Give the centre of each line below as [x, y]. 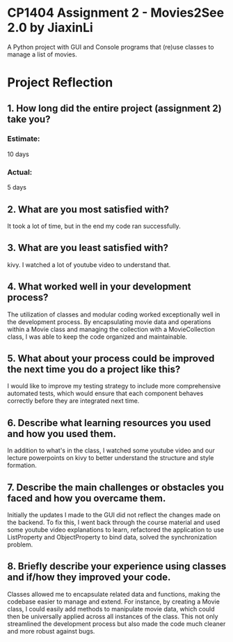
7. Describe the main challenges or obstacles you [116, 487]
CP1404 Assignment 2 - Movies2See [116, 13]
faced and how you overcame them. [87, 498]
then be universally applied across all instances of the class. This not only [113, 616]
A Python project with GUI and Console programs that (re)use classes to [111, 47]
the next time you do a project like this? [94, 369]
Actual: [20, 172]
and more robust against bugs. [51, 631]
